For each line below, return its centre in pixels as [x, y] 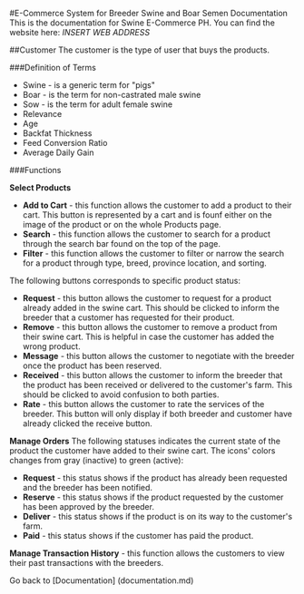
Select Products [40, 188]
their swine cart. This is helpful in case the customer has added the [148, 336]
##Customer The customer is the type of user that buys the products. [140, 50]
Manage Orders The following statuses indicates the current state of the [145, 441]
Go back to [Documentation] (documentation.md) [102, 580]
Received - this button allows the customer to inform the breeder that [152, 375]
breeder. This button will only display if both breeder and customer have [157, 414]
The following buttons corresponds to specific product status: [125, 281]
